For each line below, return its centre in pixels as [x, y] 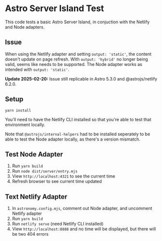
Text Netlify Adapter [36, 197]
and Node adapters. [25, 27]
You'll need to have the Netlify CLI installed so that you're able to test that [78, 119]
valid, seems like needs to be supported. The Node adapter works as [74, 64]
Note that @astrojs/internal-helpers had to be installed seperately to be [78, 134]
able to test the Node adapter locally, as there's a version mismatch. [73, 139]
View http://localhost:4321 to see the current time [63, 176]
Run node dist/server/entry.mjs [45, 171]
